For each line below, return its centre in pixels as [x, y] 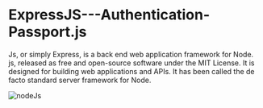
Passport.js [48, 32]
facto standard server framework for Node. [80, 80]
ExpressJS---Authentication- [109, 15]
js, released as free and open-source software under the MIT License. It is [131, 63]
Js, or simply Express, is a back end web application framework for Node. [131, 54]
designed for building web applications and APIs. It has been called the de [131, 71]
